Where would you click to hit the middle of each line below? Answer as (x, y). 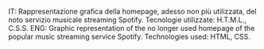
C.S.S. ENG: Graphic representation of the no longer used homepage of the (132, 28)
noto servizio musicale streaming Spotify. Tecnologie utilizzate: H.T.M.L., (127, 20)
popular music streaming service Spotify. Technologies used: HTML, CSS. (129, 36)
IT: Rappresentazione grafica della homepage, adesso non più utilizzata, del (132, 11)
